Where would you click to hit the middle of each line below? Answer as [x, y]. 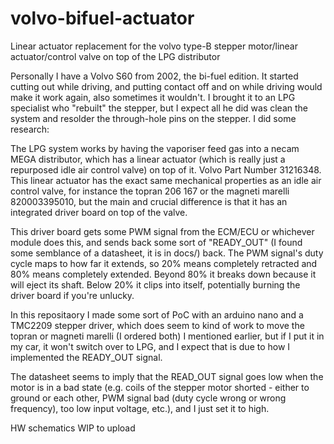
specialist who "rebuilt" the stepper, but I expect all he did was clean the [159, 108]
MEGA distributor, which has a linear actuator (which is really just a [148, 159]
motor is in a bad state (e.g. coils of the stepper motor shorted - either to [160, 387]
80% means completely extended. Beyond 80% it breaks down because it [163, 274]
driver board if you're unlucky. [72, 295]
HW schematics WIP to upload [73, 428]
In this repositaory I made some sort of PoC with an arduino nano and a [157, 314]
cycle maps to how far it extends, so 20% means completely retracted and [164, 263]
